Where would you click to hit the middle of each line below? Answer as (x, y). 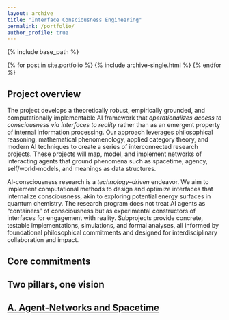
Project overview (44, 94)
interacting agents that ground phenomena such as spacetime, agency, (107, 161)
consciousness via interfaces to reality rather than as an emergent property (114, 125)
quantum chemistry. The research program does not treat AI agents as (106, 204)
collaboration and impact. (43, 240)
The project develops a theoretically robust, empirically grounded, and (106, 111)
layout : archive (30, 13)
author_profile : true (38, 32)
